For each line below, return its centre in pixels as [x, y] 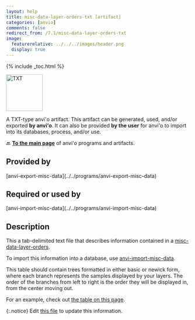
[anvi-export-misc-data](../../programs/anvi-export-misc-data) [81, 176]
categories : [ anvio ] [31, 22]
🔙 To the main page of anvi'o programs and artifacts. [71, 143]
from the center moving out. [40, 288]
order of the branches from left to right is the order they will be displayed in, [97, 282]
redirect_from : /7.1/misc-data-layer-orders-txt [66, 33]
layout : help [22, 11]
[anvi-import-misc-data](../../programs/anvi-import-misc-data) [81, 208]
